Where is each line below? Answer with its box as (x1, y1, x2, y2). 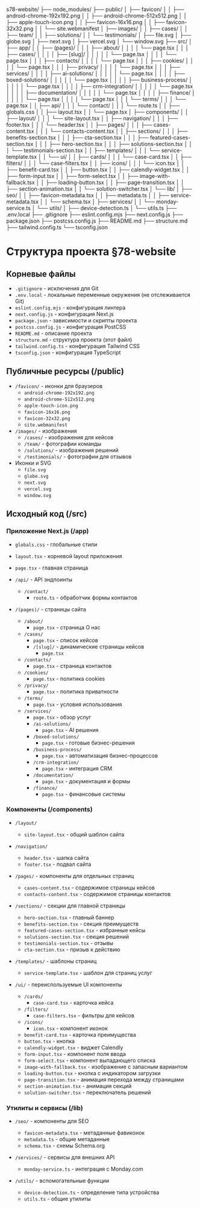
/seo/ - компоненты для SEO (14, 1117, 89, 1125)
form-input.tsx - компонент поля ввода (23, 1050, 127, 1057)
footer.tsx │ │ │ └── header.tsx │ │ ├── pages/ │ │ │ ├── (6, 121, 152, 128)
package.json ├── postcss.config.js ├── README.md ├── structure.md (6, 217, 188, 224)
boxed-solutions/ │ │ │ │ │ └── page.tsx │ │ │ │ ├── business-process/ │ (6, 76, 193, 83)
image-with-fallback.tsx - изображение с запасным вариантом (23, 1063, 188, 1070)
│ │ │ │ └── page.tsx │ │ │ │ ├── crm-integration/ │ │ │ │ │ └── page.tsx (6, 83, 193, 90)
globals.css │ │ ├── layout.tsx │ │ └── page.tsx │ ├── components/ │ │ (6, 109, 189, 115)
